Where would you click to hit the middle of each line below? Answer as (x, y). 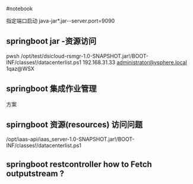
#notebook (20, 9)
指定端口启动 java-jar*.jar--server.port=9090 (61, 21)
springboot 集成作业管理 (51, 89)
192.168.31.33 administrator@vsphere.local (135, 62)
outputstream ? (35, 174)
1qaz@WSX (20, 68)
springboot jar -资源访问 (51, 41)
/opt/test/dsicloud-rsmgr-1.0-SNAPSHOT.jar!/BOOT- (84, 56)
